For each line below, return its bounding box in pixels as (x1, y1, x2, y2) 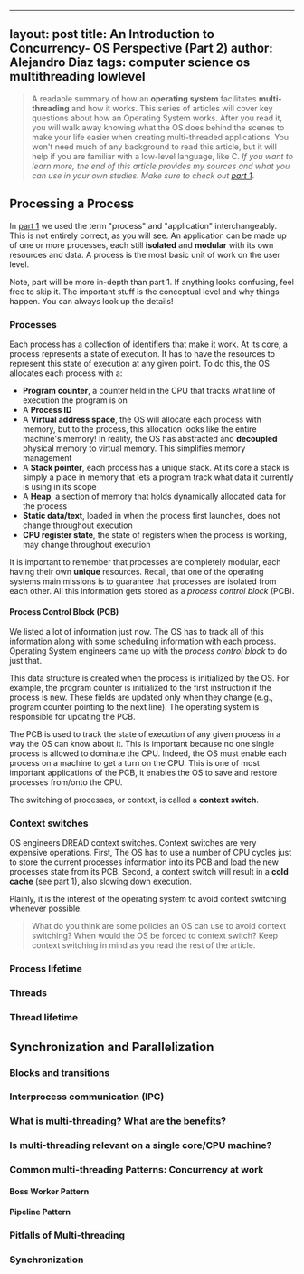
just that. (9, 656, 43, 666)
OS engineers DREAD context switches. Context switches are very (9, 838, 257, 848)
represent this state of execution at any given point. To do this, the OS (9, 358, 270, 369)
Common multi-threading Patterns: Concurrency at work (9, 1164, 264, 1176)
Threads (9, 987, 48, 1000)
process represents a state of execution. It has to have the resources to (9, 348, 276, 359)
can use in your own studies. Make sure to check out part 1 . (31, 169, 255, 181)
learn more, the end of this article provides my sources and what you (31, 160, 290, 171)
